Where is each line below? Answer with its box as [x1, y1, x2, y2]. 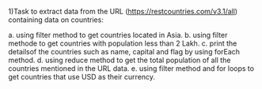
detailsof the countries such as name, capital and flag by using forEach [8, 47, 240, 56]
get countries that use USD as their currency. [8, 72, 156, 81]
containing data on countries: [8, 15, 104, 24]
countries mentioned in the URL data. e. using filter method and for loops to [8, 64, 255, 73]
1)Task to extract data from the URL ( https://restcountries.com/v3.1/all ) [8, 7, 238, 16]
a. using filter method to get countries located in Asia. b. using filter [8, 31, 228, 39]
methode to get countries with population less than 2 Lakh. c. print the [8, 39, 237, 48]
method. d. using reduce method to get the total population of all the [8, 55, 231, 65]
